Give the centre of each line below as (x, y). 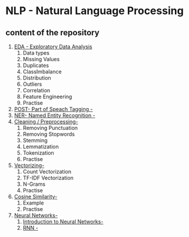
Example (33, 203)
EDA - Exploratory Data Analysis (53, 46)
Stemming (35, 140)
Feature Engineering (47, 96)
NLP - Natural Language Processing (94, 11)
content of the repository (52, 33)
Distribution (37, 78)
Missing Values (41, 59)
